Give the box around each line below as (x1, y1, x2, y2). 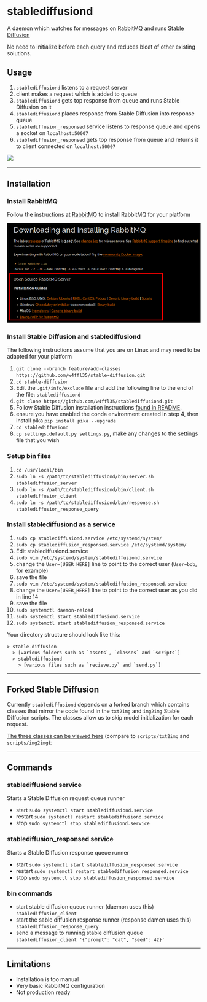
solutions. (7, 49, 32, 56)
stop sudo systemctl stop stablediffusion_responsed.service (15, 874, 174, 881)
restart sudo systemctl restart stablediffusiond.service (15, 813, 164, 820)
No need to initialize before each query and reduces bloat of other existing (7, 43, 196, 50)
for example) (15, 567, 49, 574)
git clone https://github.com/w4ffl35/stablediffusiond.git (15, 398, 173, 405)
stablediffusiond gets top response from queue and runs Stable (15, 96, 180, 104)
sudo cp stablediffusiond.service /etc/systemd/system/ (15, 535, 162, 542)
